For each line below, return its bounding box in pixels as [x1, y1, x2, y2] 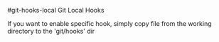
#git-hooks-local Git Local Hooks [7, 6, 105, 14]
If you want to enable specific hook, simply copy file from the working [7, 20, 212, 27]
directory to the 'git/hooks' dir [7, 27, 95, 35]
